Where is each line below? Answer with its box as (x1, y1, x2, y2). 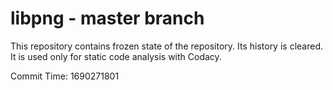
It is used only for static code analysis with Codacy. (10, 50, 222, 62)
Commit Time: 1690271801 (10, 70, 120, 82)
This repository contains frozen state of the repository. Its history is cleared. (10, 40, 323, 52)
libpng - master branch (10, 7, 205, 30)
